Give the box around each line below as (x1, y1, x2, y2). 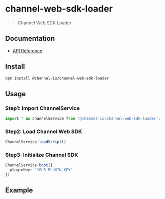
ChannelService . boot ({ (5, 163, 53, 168)
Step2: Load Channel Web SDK (5, 128, 82, 135)
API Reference (12, 47, 43, 53)
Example (5, 186, 33, 194)
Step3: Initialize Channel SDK (5, 152, 78, 159)
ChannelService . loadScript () (5, 140, 66, 145)
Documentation (5, 34, 55, 43)
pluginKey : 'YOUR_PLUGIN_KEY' (10, 167, 73, 173)
